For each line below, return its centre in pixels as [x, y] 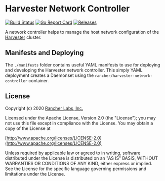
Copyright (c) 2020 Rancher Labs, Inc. [44, 108]
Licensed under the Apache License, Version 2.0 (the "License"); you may [81, 118]
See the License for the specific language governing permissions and [76, 169]
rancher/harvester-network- [124, 76]
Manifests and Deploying [44, 53]
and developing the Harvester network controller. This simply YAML [74, 70]
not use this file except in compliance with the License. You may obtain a [79, 123]
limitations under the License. [35, 174]
